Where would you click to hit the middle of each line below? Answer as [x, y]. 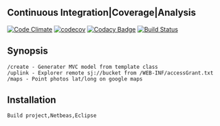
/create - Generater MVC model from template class [82, 67]
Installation [32, 100]
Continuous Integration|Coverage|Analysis [102, 13]
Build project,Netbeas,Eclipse [52, 116]
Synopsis [27, 51]
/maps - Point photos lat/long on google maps [75, 79]
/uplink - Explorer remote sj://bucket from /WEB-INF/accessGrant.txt [110, 73]
